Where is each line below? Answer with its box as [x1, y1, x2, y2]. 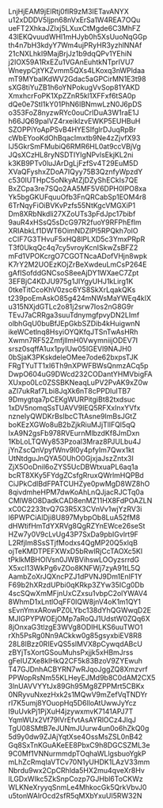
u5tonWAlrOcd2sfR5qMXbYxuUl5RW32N [8, 791, 142, 800]
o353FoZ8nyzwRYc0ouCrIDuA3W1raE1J [8, 108, 140, 117]
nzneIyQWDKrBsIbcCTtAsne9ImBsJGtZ [8, 412, 137, 421]
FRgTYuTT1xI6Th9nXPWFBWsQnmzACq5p [8, 361, 149, 370]
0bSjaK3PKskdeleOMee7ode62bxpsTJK [8, 352, 138, 362]
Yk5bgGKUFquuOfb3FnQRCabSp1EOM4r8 [8, 192, 146, 202]
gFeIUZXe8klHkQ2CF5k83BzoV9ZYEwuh [8, 656, 143, 665]
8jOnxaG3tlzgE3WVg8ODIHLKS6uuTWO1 [8, 622, 143, 632]
